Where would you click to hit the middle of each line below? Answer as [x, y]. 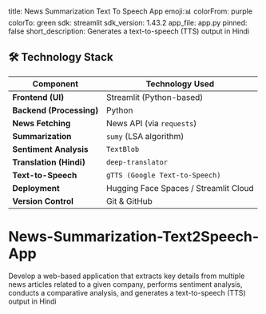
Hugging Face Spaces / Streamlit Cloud [180, 188]
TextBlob [123, 149]
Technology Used [180, 84]
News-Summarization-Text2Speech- [134, 236]
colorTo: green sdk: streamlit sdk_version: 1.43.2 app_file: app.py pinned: [128, 23]
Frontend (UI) [38, 97]
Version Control [43, 201]
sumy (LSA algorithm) [145, 136]
